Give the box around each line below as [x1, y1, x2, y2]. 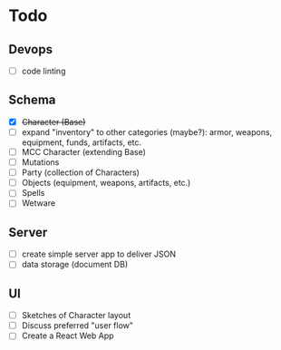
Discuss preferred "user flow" [21, 320, 133, 331]
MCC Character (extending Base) [21, 147, 146, 157]
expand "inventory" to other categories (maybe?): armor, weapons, [21, 126, 273, 137]
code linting [21, 65, 66, 76]
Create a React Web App [21, 330, 114, 341]
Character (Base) [21, 116, 86, 127]
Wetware [21, 198, 56, 209]
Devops [8, 42, 53, 57]
